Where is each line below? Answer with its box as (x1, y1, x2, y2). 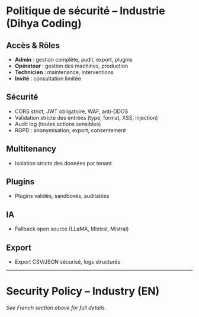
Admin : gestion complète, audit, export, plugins (14, 56, 133, 63)
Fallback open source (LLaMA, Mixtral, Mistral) (14, 225, 129, 232)
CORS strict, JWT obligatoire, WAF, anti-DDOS (14, 108, 129, 115)
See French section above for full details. (6, 304, 107, 311)
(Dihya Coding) (6, 17, 82, 30)
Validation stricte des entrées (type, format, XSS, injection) (14, 114, 158, 121)
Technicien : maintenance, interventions (14, 69, 114, 75)
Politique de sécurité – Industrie (6, 4, 165, 18)
